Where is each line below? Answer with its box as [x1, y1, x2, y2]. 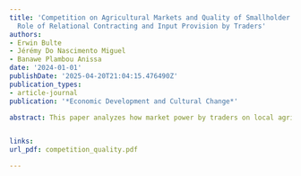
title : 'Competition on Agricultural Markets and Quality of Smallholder [9, 13, 291, 22]
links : [9, 136, 34, 146]
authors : [9, 30, 42, 39]
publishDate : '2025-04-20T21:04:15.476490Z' [9, 72, 178, 81]
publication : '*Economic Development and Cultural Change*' [9, 96, 239, 106]
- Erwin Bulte [9, 38, 63, 48]
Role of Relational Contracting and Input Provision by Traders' [17, 22, 267, 31]
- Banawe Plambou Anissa [9, 55, 102, 64]
